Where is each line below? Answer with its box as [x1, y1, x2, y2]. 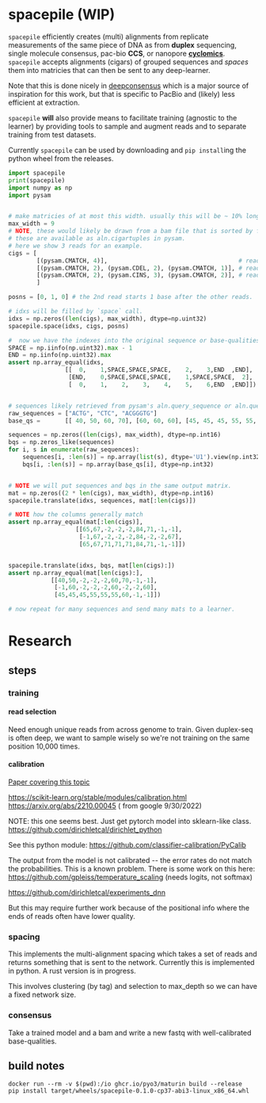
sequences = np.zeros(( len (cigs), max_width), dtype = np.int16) [8, 431, 222, 439]
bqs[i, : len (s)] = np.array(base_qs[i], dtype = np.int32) [22, 460, 215, 469]
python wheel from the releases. [8, 153, 114, 163]
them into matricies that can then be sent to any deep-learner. [8, 65, 211, 75]
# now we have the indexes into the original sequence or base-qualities [8, 336, 260, 344]
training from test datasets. [8, 129, 97, 140]
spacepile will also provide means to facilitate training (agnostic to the [8, 113, 237, 122]
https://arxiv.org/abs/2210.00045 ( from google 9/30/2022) [8, 801, 202, 810]
